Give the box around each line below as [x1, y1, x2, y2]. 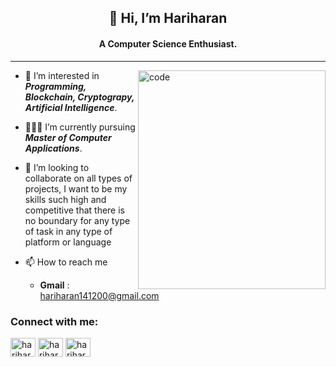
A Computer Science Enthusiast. [98, 37, 238, 50]
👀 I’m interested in [24, 69, 100, 81]
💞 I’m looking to [24, 161, 90, 173]
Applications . [24, 142, 83, 154]
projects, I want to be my [24, 182, 128, 195]
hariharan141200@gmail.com [39, 289, 160, 301]
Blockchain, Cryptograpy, [24, 91, 135, 103]
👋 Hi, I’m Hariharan [108, 10, 228, 27]
